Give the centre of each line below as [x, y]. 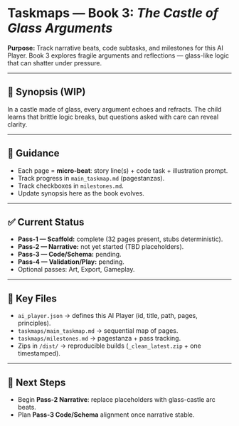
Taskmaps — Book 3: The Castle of [113, 13]
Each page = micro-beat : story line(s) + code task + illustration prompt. [123, 170]
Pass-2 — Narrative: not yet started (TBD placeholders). [101, 247]
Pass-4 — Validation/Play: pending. [71, 262]
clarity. [17, 124]
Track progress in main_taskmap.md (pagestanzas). [91, 178]
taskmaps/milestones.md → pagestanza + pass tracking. [99, 339]
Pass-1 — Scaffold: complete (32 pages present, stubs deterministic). [120, 239]
